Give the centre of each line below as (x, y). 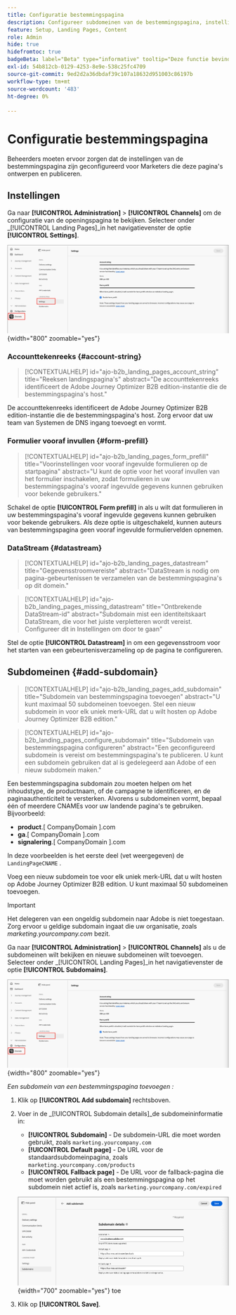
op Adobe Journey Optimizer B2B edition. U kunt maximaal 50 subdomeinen (118, 884)
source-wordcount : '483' (44, 89)
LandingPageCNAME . (34, 863)
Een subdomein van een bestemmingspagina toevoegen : (91, 1087)
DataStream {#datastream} (55, 548)
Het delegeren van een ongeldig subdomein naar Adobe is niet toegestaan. (116, 918)
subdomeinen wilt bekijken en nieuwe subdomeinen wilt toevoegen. (105, 955)
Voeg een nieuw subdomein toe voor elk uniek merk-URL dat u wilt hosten (115, 876)
